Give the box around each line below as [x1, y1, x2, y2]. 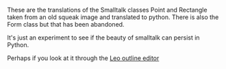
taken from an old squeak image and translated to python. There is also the [7, 13, 219, 21]
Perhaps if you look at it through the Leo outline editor [7, 54, 160, 62]
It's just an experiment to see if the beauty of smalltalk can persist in [7, 33, 200, 42]
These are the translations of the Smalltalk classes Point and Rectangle [7, 6, 208, 14]
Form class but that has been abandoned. [7, 20, 125, 28]
